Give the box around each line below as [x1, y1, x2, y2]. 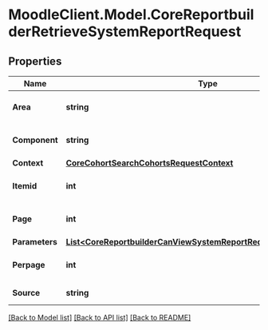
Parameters [12, 237, 57, 247]
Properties [8, 54, 62, 68]
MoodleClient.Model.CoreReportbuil [8, 6, 254, 24]
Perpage [12, 260, 45, 270]
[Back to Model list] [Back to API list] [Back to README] [8, 313, 191, 322]
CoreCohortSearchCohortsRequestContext [65, 157, 234, 169]
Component [12, 134, 58, 145]
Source [12, 288, 41, 298]
